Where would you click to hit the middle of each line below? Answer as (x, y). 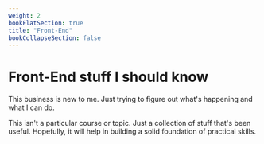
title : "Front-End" (41, 30)
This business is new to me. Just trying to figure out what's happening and (130, 99)
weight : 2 (25, 16)
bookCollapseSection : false (55, 38)
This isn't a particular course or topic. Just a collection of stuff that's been (130, 123)
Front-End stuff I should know (109, 77)
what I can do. (32, 107)
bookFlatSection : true (46, 23)
